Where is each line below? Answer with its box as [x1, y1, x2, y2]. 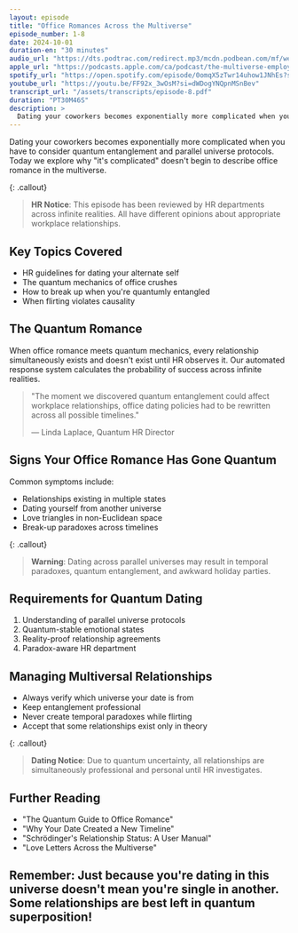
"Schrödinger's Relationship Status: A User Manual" [21, 833, 212, 843]
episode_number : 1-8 [9, 29, 86, 38]
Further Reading [9, 790, 101, 805]
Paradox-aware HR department [21, 643, 137, 654]
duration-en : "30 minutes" [9, 46, 109, 55]
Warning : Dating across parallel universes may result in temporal [30, 556, 269, 567]
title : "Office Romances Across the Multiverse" [9, 21, 192, 30]
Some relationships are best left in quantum [9, 896, 255, 911]
